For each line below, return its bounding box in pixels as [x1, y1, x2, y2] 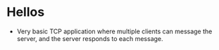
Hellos [6, 4, 45, 20]
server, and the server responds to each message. [16, 34, 163, 42]
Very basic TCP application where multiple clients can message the [16, 27, 213, 35]
